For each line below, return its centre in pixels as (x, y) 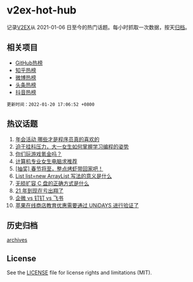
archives (17, 240)
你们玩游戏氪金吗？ (39, 154)
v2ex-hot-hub (42, 10)
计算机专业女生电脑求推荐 (46, 161)
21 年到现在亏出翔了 (39, 190)
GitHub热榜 (29, 63)
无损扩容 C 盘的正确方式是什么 (52, 183)
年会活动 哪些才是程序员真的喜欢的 (57, 139)
